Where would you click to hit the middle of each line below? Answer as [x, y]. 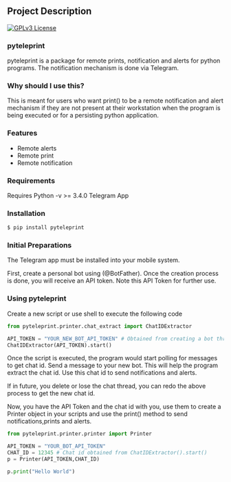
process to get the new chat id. [51, 393]
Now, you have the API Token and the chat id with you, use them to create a [114, 407]
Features [22, 133]
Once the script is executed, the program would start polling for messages [112, 358]
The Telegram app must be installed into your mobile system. [93, 260]
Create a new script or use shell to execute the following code [95, 314]
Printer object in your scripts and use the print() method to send [97, 414]
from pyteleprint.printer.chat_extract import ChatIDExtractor [100, 326]
